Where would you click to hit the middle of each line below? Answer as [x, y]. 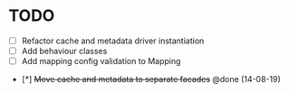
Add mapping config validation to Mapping [101, 61]
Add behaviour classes [64, 51]
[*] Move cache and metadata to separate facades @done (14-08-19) [151, 79]
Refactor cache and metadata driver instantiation [113, 41]
